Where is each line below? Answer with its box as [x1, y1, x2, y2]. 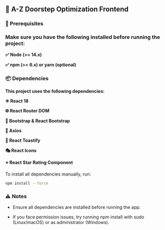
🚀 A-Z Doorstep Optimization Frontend [5, 5, 129, 14]
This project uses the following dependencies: [5, 88, 105, 94]
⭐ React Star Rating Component [5, 159, 73, 165]
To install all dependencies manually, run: [5, 171, 91, 177]
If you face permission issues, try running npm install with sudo [12, 214, 145, 220]
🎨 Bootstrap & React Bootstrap [5, 118, 70, 124]
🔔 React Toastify [5, 137, 40, 143]
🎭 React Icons [5, 147, 37, 153]
